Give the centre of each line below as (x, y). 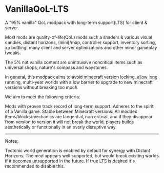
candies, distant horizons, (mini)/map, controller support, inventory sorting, (81, 42)
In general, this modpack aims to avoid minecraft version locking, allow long (81, 77)
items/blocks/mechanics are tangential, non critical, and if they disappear (79, 116)
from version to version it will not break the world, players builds (70, 122)
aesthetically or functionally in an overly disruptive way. (61, 127)
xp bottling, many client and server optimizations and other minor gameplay (81, 47)
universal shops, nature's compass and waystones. (57, 67)
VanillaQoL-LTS (37, 9)
